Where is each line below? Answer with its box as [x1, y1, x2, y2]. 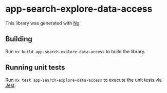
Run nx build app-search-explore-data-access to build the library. [5, 48, 145, 54]
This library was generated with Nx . [5, 20, 81, 26]
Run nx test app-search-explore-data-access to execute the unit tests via [5, 77, 162, 83]
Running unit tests [5, 63, 65, 72]
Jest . [5, 82, 16, 88]
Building [5, 35, 32, 43]
